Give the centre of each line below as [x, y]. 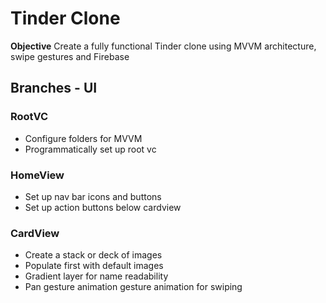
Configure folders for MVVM [83, 138]
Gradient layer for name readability [96, 276]
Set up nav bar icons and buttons [93, 196]
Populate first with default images [94, 266]
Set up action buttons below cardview [103, 207]
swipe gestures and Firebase [70, 56]
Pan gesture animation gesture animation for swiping [133, 287]
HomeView [37, 175]
